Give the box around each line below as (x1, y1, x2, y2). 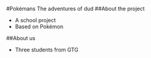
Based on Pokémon (14, 23, 64, 30)
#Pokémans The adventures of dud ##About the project (6, 5, 145, 12)
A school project (14, 17, 56, 23)
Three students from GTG (14, 46, 79, 53)
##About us (6, 35, 35, 41)
